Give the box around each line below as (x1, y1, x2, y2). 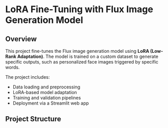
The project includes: (5, 74, 50, 80)
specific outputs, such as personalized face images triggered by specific (5, 59, 159, 65)
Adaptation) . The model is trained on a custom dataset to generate (17, 53, 158, 59)
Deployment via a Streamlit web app (12, 100, 89, 106)
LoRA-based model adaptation (12, 89, 78, 95)
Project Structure (5, 115, 61, 123)
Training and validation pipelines (12, 95, 81, 101)
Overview (5, 35, 37, 43)
